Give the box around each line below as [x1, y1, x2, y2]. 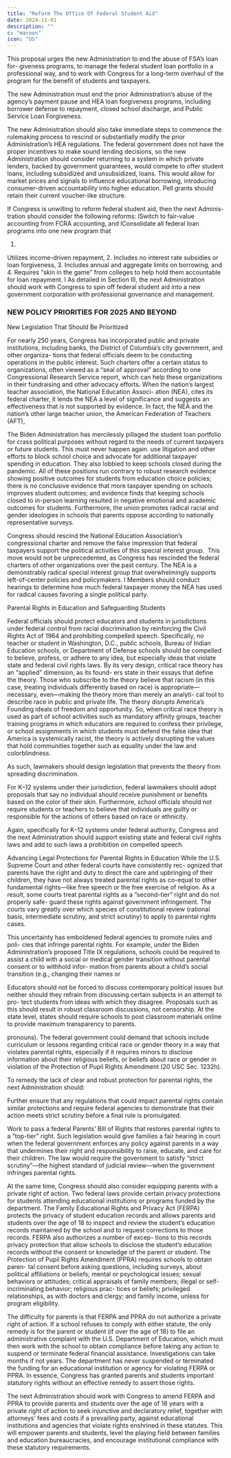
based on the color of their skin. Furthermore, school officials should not [7, 798, 212, 806]
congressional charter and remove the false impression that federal [7, 539, 198, 547]
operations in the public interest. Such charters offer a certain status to [7, 358, 208, 366]
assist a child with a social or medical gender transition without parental [7, 955, 210, 963]
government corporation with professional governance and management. [7, 290, 215, 299]
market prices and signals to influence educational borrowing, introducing [7, 177, 217, 185]
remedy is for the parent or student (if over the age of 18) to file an [7, 1328, 195, 1336]
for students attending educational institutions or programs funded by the [7, 1196, 215, 1205]
